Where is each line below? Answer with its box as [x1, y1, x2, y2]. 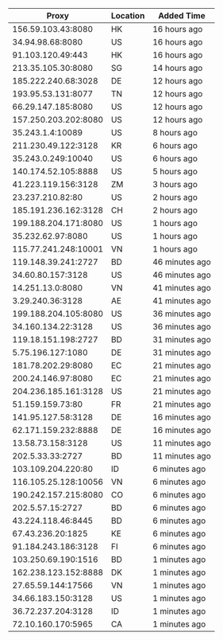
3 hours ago [152, 179, 198, 189]
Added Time [158, 10, 206, 21]
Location [110, 10, 145, 21]
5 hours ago [152, 166, 198, 177]
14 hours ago [152, 63, 203, 73]
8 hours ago [152, 127, 198, 138]
